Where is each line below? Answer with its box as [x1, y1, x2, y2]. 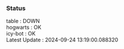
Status [6, 4, 26, 12]
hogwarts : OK [6, 24, 42, 31]
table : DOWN [6, 18, 40, 25]
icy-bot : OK [6, 30, 36, 37]
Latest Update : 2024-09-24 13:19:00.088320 [6, 37, 119, 44]
